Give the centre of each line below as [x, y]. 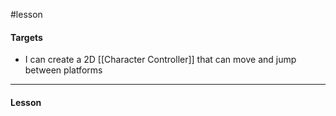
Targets [26, 37]
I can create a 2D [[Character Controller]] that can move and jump [160, 60]
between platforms [63, 70]
